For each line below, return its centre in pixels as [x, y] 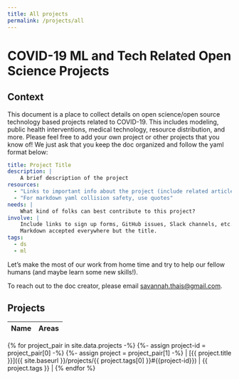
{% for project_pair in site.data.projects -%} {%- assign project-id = [107, 345]
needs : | [20, 204]
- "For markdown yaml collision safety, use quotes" [94, 198]
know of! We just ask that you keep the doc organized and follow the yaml [116, 144]
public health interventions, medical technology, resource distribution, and [116, 129]
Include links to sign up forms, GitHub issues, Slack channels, [119, 225]
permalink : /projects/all [46, 21]
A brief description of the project [75, 178]
